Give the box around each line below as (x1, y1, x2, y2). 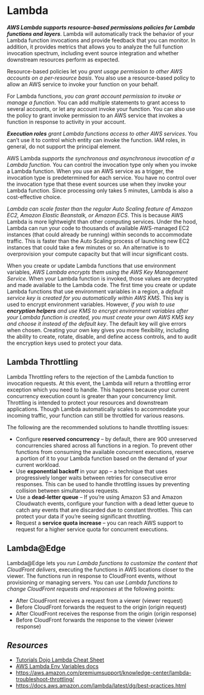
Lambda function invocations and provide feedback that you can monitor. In (7, 36, 196, 44)
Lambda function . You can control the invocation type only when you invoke (7, 161, 197, 168)
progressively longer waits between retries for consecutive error (15, 474, 177, 481)
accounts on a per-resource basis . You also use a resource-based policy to (7, 74, 196, 81)
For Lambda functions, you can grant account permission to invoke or (7, 92, 182, 100)
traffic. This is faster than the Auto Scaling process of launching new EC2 (7, 237, 190, 245)
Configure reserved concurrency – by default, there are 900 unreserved (15, 435, 197, 442)
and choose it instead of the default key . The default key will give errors (7, 320, 186, 327)
